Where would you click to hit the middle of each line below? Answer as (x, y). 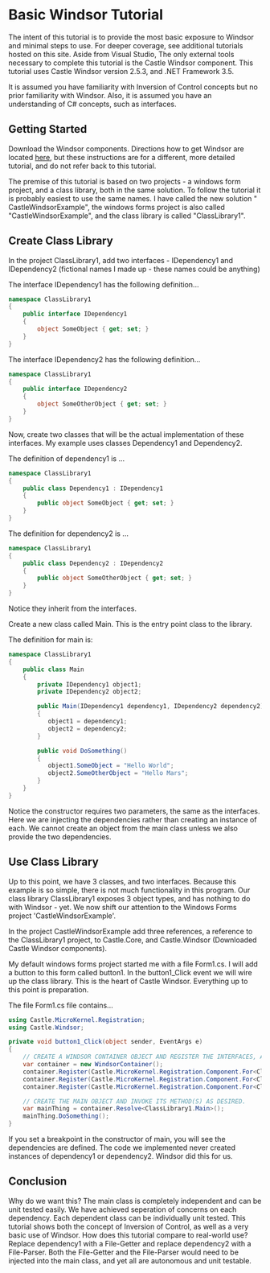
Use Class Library (53, 862)
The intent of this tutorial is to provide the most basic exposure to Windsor (131, 37)
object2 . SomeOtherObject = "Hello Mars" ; (118, 773)
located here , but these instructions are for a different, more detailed (122, 157)
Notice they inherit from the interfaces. (72, 608)
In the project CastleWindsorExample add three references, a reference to (131, 931)
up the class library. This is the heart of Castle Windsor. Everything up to (128, 981)
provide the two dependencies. (60, 836)
